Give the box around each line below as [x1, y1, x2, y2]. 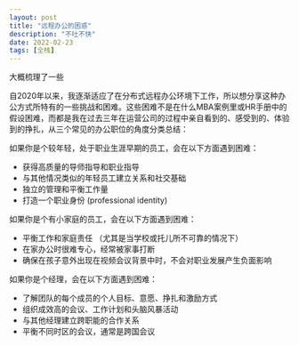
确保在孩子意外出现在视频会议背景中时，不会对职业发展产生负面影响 [21, 255, 272, 266]
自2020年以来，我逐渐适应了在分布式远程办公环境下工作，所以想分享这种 [9, 91, 279, 101]
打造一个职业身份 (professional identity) [21, 195, 167, 205]
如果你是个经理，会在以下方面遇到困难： [9, 274, 158, 285]
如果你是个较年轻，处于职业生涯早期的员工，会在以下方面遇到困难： [9, 143, 259, 154]
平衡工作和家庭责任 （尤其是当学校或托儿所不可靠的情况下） [21, 233, 243, 244]
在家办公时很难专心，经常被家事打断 [21, 244, 156, 254]
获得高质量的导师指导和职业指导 [21, 162, 140, 172]
